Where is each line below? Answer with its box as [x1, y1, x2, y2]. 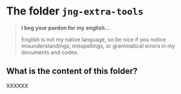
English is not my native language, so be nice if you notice [21, 36, 166, 43]
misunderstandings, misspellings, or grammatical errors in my [21, 42, 176, 49]
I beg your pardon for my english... [21, 24, 110, 31]
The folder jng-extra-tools [6, 4, 144, 18]
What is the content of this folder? [6, 66, 138, 77]
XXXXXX [6, 82, 28, 89]
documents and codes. [21, 48, 79, 55]
